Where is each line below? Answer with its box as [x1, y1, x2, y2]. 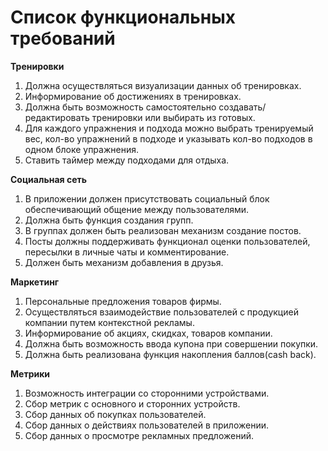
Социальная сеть [10, 173, 87, 185]
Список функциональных [10, 6, 236, 29]
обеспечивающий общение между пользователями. [24, 203, 250, 215]
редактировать [24, 111, 90, 123]
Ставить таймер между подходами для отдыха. [24, 154, 230, 166]
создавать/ [218, 101, 267, 113]
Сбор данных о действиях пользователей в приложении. [24, 419, 270, 431]
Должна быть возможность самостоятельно [24, 101, 217, 113]
